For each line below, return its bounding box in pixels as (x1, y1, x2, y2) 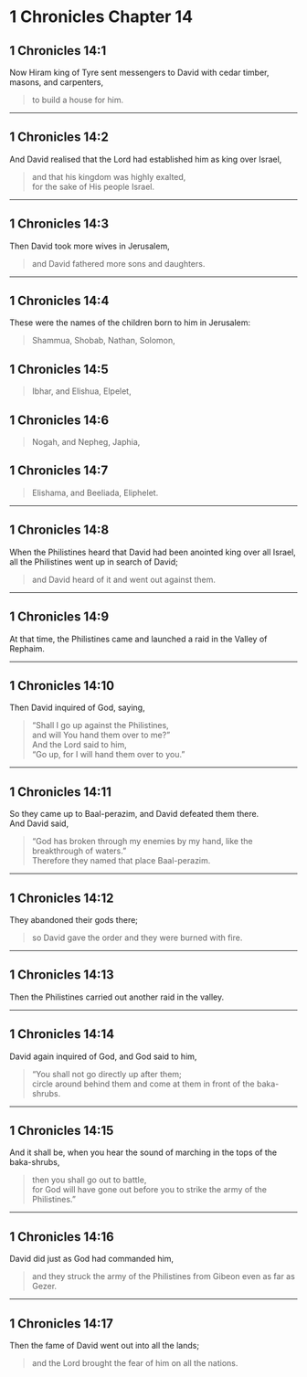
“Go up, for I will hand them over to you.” (31, 749, 185, 760)
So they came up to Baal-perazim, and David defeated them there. (9, 809, 259, 820)
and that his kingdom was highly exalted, (31, 171, 186, 182)
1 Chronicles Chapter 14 (9, 6, 194, 27)
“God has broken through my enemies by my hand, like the (31, 836, 253, 847)
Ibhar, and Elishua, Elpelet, (31, 386, 132, 397)
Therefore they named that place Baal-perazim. (31, 855, 211, 866)
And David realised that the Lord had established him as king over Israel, (9, 154, 282, 164)
